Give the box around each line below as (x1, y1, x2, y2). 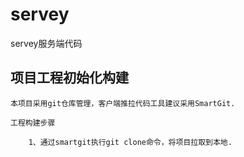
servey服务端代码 (10, 37, 83, 49)
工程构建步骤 (10, 118, 56, 128)
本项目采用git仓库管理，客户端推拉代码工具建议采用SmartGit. (10, 98, 236, 108)
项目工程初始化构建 (10, 69, 129, 87)
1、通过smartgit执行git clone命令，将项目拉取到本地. (28, 137, 233, 147)
